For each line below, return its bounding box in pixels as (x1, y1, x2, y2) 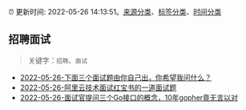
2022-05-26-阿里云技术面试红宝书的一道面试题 (19, 83, 177, 92)
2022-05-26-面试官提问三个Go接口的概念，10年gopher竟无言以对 (19, 92, 239, 102)
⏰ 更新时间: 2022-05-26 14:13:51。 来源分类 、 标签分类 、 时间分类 (8, 7, 222, 16)
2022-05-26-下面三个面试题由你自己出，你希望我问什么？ (19, 72, 212, 82)
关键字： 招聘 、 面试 (27, 55, 88, 65)
